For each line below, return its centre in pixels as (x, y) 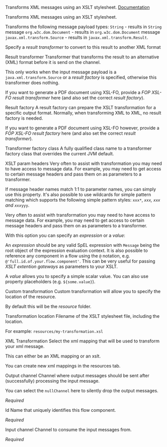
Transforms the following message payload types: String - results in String (83, 27)
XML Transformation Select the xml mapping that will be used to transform (82, 341)
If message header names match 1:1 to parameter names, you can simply (81, 189)
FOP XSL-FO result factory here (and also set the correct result (70, 133)
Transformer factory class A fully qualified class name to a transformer (78, 148)
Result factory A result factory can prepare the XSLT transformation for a (80, 107)
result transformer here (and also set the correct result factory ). (78, 98)
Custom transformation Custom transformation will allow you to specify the (83, 291)
